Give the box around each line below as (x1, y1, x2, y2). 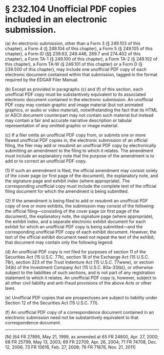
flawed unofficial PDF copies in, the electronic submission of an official (5, 137, 148, 143)
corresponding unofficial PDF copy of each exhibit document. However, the (5, 229, 157, 235)
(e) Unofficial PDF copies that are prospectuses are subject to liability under (5, 294, 158, 300)
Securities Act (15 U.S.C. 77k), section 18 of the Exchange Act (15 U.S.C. (5, 254, 149, 260)
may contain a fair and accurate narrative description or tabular (5, 117, 133, 123)
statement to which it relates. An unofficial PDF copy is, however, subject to (5, 275, 157, 281)
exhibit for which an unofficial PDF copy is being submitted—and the (5, 223, 143, 229)
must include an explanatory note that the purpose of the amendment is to (5, 153, 155, 158)
